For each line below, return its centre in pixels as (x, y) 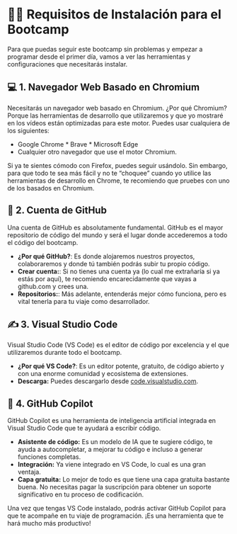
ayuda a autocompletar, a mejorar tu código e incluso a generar (110, 450)
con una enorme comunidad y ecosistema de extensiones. (103, 374)
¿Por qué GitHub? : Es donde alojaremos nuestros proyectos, (106, 256)
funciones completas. (49, 457)
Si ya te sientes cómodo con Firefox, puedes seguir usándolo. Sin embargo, (117, 165)
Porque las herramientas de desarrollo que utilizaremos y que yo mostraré (115, 115)
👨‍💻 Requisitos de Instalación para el (114, 15)
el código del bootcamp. (43, 242)
